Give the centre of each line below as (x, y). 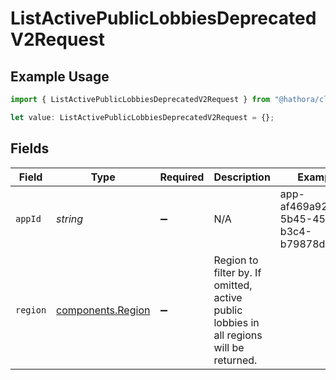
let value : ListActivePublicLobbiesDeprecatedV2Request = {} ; (142, 117)
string (70, 219)
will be (229, 347)
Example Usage (60, 76)
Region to (236, 260)
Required (182, 177)
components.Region (103, 310)
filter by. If (237, 272)
